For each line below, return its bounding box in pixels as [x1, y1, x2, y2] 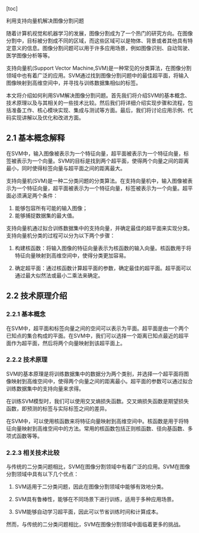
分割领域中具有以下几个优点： [6, 470, 79, 478]
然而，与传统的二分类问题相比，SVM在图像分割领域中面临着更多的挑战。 [6, 521, 184, 528]
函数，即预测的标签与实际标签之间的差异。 [6, 405, 110, 412]
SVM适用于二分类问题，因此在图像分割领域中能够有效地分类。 [14, 483, 167, 490]
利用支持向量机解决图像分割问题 [6, 17, 84, 24]
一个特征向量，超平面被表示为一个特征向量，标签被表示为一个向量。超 [16, 185, 188, 192]
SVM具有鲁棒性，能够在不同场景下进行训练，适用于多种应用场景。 [14, 496, 178, 503]
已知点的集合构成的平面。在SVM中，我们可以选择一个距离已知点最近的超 [6, 332, 184, 339]
